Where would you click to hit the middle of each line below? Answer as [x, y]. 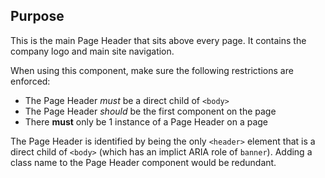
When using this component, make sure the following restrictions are [152, 70]
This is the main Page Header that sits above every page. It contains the [158, 40]
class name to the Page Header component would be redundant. [143, 162]
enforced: [30, 81]
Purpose [37, 16]
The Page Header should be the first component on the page [150, 111]
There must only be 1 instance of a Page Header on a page [146, 121]
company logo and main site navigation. [92, 51]
